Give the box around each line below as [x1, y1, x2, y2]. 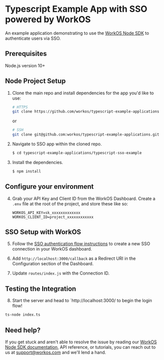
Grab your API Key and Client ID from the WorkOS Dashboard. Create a [12, 195, 156, 201]
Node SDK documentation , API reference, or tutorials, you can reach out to [5, 344, 156, 350]
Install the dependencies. [12, 159, 64, 165]
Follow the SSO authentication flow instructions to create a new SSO [12, 241, 150, 247]
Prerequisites [5, 50, 47, 58]
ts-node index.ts [5, 312, 41, 317]
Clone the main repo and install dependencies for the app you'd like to [12, 90, 154, 96]
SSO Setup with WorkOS [5, 228, 81, 236]
